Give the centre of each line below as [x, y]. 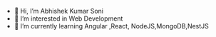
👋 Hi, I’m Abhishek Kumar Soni [58, 11]
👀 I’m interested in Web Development [68, 18]
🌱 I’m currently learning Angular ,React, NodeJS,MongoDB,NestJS [111, 26]
